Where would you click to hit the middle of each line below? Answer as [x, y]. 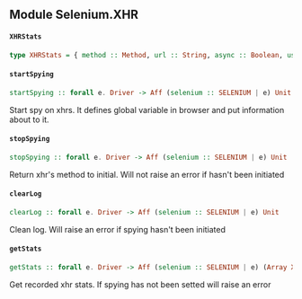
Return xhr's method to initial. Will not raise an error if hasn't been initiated [147, 174]
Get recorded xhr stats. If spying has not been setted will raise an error [140, 284]
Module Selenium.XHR [74, 15]
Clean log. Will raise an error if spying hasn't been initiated [118, 229]
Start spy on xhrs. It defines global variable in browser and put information [147, 110]
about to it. [29, 119]
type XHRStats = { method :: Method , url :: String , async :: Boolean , [146, 55]
